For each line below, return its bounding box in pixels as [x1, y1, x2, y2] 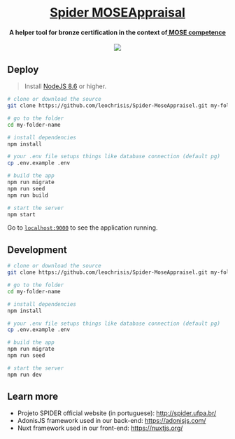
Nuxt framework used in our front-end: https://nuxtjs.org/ [17, 424, 183, 433]
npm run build [7, 192, 49, 199]
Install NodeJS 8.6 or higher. [24, 82, 107, 90]
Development [7, 244, 68, 256]
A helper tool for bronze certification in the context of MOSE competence [9, 28, 226, 36]
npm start [7, 211, 36, 218]
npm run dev [7, 371, 42, 378]
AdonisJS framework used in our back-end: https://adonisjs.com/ [17, 417, 206, 425]
